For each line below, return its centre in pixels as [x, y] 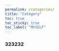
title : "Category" [23, 14]
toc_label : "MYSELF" [26, 27]
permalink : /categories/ [30, 9]
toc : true [15, 18]
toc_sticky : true [22, 23]
